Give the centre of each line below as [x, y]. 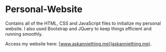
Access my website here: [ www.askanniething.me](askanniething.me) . [78, 43]
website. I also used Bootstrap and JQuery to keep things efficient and [78, 28]
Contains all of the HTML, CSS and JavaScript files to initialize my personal [83, 23]
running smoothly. [24, 34]
